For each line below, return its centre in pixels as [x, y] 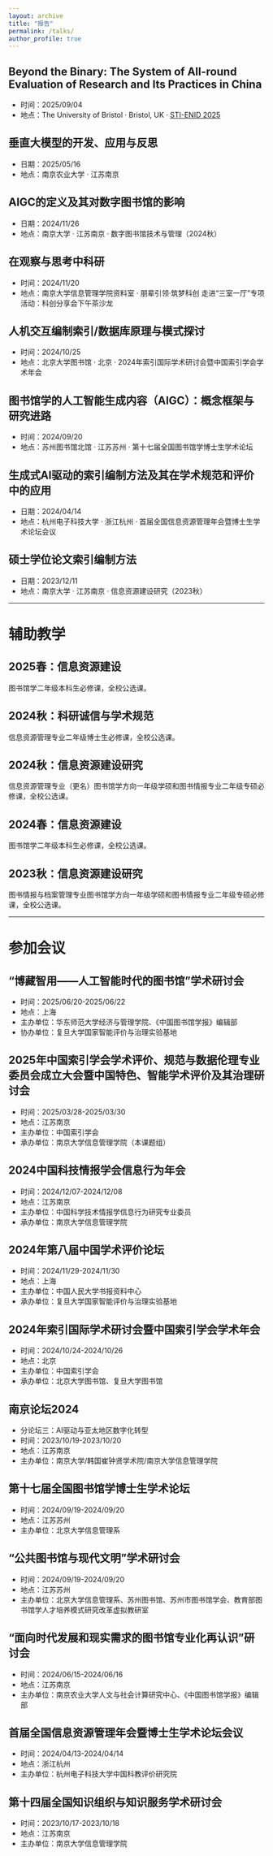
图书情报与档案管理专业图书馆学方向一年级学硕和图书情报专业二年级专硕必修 [136, 895]
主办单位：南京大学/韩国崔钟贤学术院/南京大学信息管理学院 [119, 1461]
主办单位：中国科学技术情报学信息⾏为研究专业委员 [106, 1212]
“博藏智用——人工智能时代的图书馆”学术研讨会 [126, 981]
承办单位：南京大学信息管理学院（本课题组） [95, 1142]
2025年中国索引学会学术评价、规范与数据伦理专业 [134, 1060]
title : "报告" [31, 24]
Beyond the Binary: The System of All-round [123, 71]
